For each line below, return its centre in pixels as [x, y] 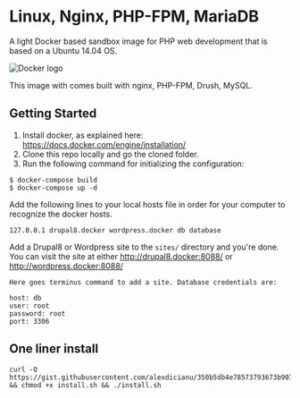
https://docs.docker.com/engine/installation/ [104, 144]
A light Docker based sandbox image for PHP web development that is [138, 41]
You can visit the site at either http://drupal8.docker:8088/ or [121, 256]
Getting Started [53, 114]
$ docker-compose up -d [54, 188]
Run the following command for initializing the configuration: [133, 164]
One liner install [54, 349]
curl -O [24, 369]
